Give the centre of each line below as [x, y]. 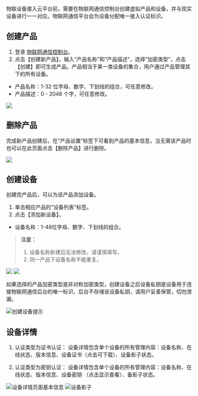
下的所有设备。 [33, 74]
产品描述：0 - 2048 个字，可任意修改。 [62, 94]
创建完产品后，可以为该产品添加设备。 [52, 195]
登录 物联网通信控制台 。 [44, 51]
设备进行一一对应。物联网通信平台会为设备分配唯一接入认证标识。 [86, 16]
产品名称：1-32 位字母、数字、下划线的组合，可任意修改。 [85, 86]
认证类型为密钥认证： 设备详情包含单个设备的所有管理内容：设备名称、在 [103, 367]
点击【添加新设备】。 [39, 215]
